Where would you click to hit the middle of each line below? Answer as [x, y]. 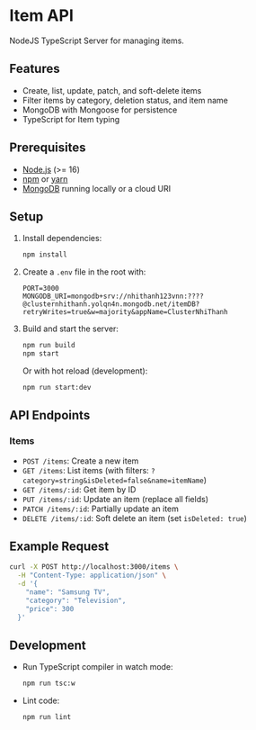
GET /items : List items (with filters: [86, 470]
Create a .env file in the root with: [84, 272]
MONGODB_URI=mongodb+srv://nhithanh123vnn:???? [113, 297]
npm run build [49, 346]
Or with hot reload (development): [85, 371]
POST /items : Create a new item [80, 461]
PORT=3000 [41, 289]
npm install [44, 255]
